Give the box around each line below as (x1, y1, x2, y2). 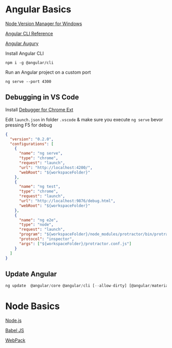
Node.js (5, 317, 22, 323)
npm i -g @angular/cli (5, 60, 54, 65)
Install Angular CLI (5, 50, 44, 56)
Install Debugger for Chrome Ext (5, 106, 73, 113)
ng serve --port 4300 (5, 79, 52, 84)
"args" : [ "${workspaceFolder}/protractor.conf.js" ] (18, 241, 132, 246)
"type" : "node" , (18, 222, 54, 227)
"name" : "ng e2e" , (18, 217, 58, 223)
